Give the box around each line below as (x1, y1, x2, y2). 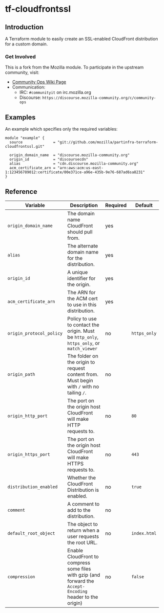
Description (70, 202, 98, 208)
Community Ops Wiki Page (12, 79, 66, 85)
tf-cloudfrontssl (5, 3, 71, 15)
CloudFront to (67, 553, 99, 560)
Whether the (67, 474, 96, 481)
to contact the (67, 321, 100, 328)
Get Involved (5, 53, 36, 60)
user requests (67, 533, 99, 540)
